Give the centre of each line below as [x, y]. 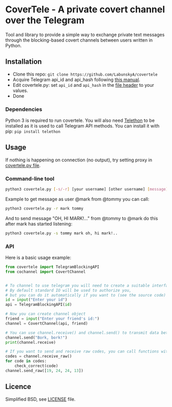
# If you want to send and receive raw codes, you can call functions [82, 351]
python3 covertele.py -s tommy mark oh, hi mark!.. [61, 233]
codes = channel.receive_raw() [39, 356]
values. [20, 90]
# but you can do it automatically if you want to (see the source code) [86, 295]
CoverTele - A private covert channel [85, 10]
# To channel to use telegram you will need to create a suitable [78, 285]
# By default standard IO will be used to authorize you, [68, 290]
